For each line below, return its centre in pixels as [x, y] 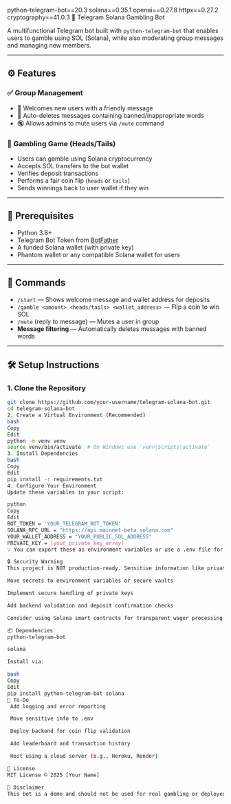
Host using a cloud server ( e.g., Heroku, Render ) [84, 756]
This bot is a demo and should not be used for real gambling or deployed [117, 794]
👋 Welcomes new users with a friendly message [85, 108]
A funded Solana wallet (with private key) [75, 247]
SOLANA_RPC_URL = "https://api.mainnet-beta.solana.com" [90, 530]
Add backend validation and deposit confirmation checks [90, 605]
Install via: [26, 662]
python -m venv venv [37, 441]
